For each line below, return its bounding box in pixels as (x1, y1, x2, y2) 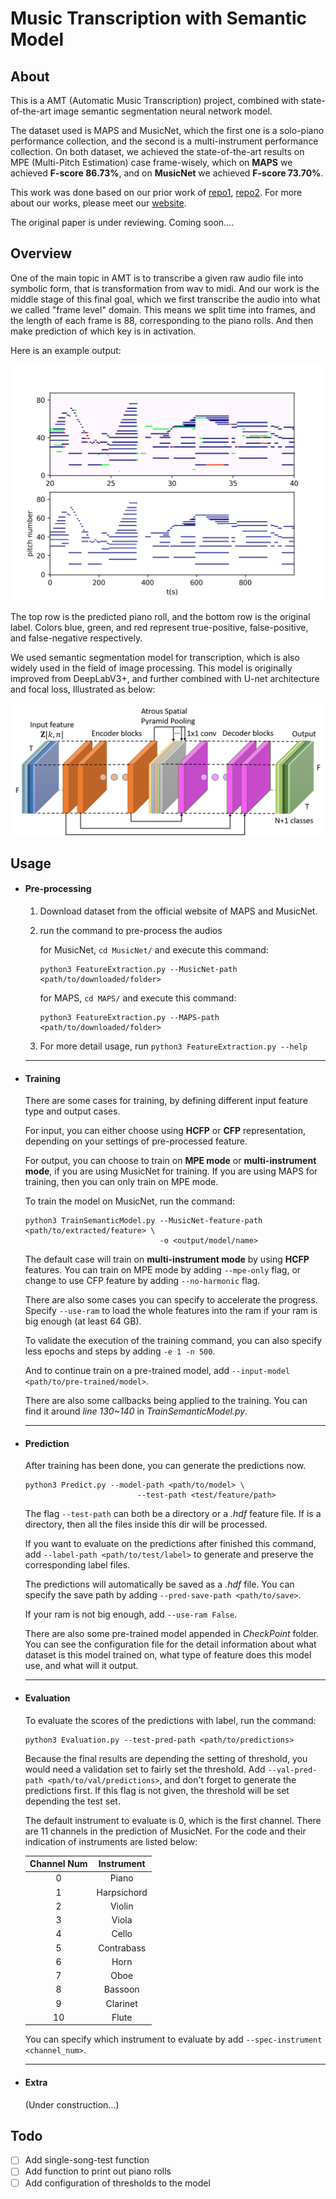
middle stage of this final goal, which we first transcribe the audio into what (10, 293, 321, 305)
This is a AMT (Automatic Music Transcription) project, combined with (10, 95, 299, 106)
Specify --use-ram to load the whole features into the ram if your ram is (24, 1305, 318, 1317)
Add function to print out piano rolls (24, 2165, 172, 2177)
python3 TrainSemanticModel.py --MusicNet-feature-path (24, 1216, 263, 1226)
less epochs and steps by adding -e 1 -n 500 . (24, 1345, 216, 1357)
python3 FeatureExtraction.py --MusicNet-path (39, 965, 238, 975)
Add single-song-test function (24, 2154, 150, 2166)
